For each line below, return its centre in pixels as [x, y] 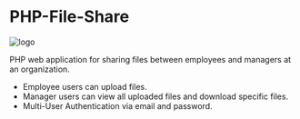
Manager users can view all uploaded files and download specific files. [155, 96]
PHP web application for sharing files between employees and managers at [150, 59]
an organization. [40, 69]
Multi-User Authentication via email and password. [117, 105]
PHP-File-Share [70, 17]
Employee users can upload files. [85, 86]
